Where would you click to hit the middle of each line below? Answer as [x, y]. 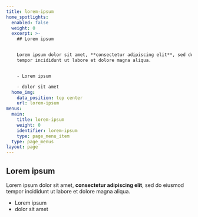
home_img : [23, 92]
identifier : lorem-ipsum [47, 130]
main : [18, 114]
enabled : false [30, 22]
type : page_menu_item [43, 136]
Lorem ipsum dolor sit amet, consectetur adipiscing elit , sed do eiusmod [95, 185]
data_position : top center [50, 98]
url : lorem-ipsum [38, 103]
